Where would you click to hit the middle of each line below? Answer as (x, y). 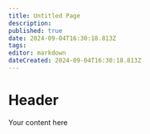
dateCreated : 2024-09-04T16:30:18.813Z (75, 61)
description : (30, 23)
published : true (35, 30)
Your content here (38, 122)
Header (33, 100)
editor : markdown (37, 53)
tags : (17, 46)
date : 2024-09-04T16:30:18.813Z (62, 38)
